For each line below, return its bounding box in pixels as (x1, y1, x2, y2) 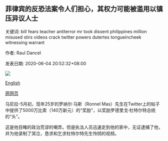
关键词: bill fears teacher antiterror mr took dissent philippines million (5, 28, 147, 34)
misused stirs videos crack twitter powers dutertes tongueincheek (5, 34, 141, 40)
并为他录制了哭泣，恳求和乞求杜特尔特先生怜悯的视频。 (5, 130, 119, 136)
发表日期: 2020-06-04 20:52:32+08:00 (5, 60, 86, 66)
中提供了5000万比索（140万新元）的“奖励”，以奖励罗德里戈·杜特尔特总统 (5, 107, 156, 113)
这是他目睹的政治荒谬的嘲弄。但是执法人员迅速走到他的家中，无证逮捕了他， (5, 124, 163, 130)
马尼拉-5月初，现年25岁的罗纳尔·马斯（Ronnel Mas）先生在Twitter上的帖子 (5, 101, 160, 107)
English (5, 80, 20, 86)
